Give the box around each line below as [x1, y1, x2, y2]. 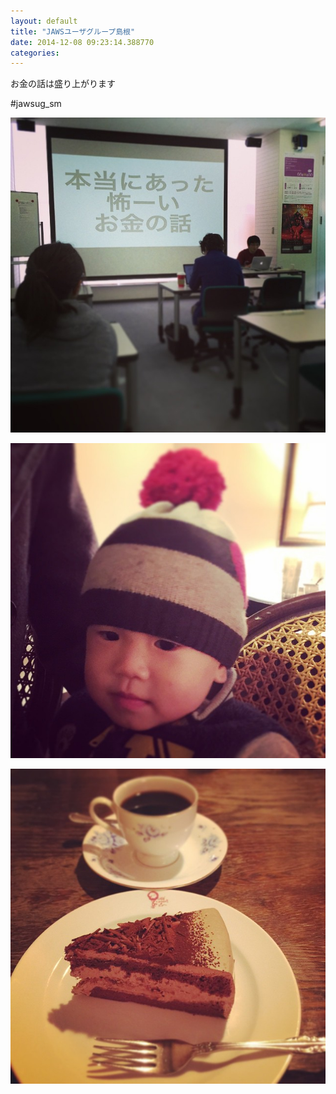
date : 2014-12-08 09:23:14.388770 [10, 37, 155, 47]
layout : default [10, 16, 78, 26]
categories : [10, 48, 60, 58]
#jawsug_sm [10, 98, 62, 110]
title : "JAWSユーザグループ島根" [10, 26, 136, 37]
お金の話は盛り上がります [10, 78, 116, 90]
